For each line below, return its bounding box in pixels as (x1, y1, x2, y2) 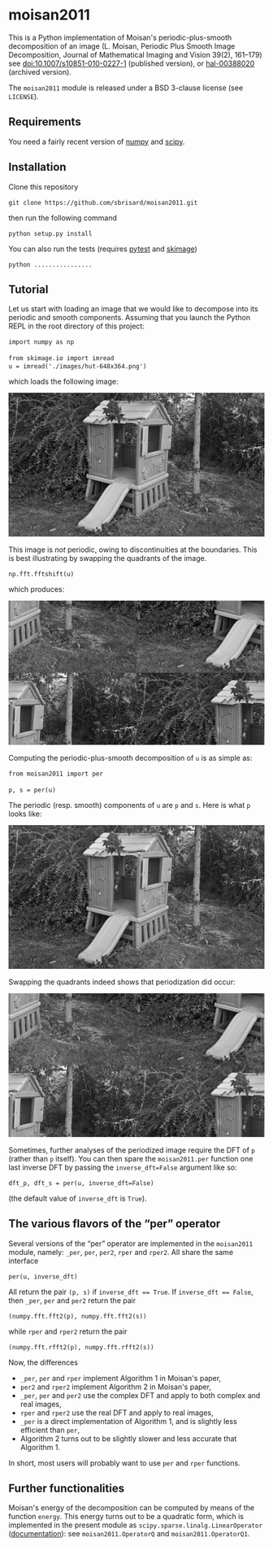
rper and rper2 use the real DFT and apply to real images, (19, 1408, 214, 1418)
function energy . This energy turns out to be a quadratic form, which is (8, 1512, 245, 1522)
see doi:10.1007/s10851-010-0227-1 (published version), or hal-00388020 (8, 59, 255, 68)
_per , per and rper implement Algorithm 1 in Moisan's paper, (19, 1373, 222, 1383)
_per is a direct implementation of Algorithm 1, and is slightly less (19, 1416, 237, 1426)
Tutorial (8, 282, 49, 296)
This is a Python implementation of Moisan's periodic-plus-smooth (8, 33, 232, 42)
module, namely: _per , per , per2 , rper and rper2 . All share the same (8, 1247, 234, 1257)
